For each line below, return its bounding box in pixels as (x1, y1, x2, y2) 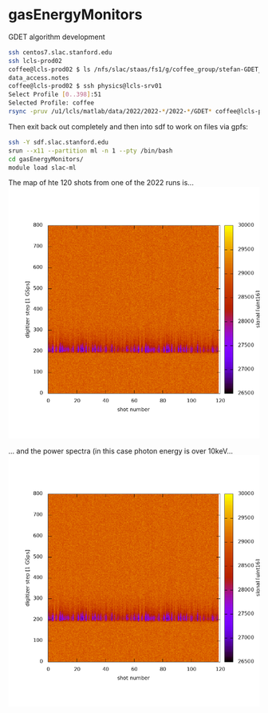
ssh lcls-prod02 (8, 57, 62, 65)
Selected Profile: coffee (8, 99, 94, 107)
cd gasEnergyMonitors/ (8, 155, 84, 163)
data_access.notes (8, 73, 69, 81)
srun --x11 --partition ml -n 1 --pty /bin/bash (8, 146, 173, 155)
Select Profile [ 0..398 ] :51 (8, 90, 102, 99)
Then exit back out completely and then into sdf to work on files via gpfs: (8, 121, 249, 131)
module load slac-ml (8, 164, 77, 172)
